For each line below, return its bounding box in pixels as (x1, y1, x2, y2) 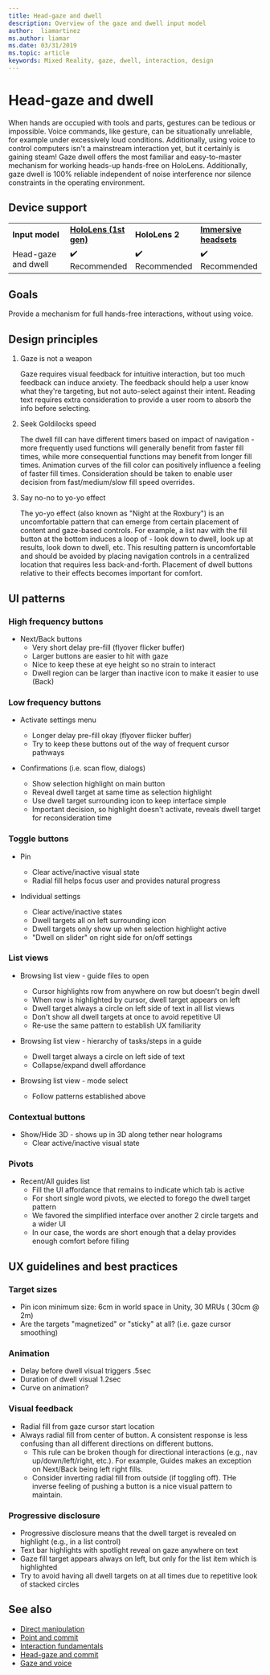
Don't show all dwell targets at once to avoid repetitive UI (31, 1012, 221, 1021)
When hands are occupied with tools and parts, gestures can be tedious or (8, 117, 256, 127)
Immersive (200, 224, 243, 235)
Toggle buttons (8, 833, 69, 844)
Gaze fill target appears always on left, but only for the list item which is (19, 1554, 257, 1563)
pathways (31, 748, 65, 757)
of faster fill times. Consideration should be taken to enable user (19, 469, 233, 478)
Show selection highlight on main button (31, 779, 166, 789)
